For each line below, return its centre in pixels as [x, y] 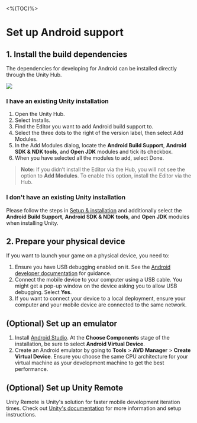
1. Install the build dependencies [67, 54]
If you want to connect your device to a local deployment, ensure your [100, 299]
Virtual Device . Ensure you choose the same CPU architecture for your [101, 357]
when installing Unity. [32, 223]
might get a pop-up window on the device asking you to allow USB [96, 286]
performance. [31, 369]
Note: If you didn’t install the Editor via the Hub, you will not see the [103, 169]
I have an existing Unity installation [57, 101]
